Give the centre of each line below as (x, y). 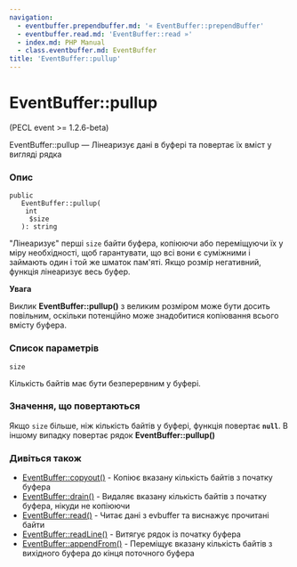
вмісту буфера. (38, 325)
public (21, 196)
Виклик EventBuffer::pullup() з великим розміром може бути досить (140, 306)
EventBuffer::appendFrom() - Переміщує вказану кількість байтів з (147, 544)
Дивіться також (45, 458)
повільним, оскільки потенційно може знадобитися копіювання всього (144, 316)
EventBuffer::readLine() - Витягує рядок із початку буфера (132, 534)
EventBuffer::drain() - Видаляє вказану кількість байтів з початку (144, 497)
